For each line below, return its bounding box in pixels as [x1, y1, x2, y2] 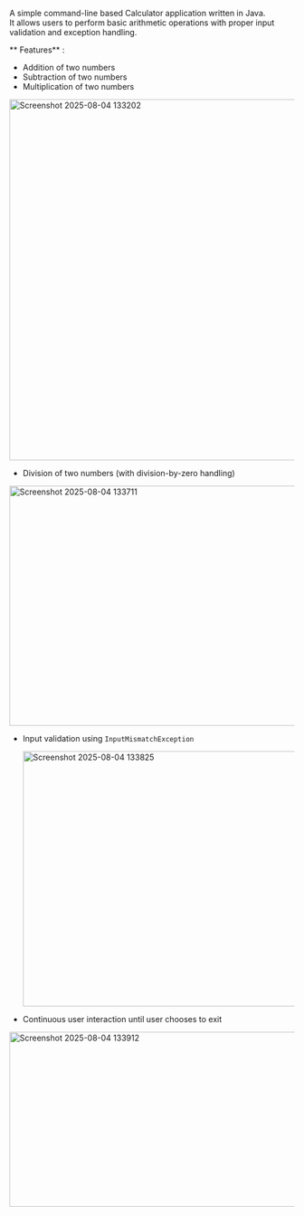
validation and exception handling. [9, 27, 138, 37]
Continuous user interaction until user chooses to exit [22, 1014, 223, 1024]
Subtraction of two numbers [22, 72, 128, 82]
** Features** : [9, 44, 65, 55]
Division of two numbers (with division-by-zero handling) [22, 468, 235, 478]
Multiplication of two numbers [22, 81, 135, 91]
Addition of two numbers [22, 62, 116, 72]
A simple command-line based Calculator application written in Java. [9, 8, 266, 18]
